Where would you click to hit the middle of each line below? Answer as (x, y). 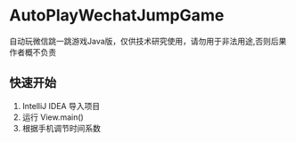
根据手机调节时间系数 (61, 128)
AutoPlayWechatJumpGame (117, 16)
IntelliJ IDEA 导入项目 (61, 106)
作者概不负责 (33, 52)
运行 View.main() (53, 117)
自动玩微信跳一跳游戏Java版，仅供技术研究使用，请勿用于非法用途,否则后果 (148, 41)
